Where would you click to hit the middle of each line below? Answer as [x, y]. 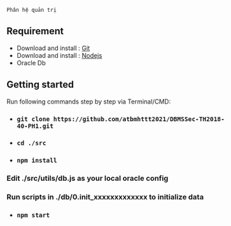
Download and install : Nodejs [59, 55]
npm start [33, 215]
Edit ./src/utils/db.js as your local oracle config [87, 179]
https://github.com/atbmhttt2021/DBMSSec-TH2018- [139, 119]
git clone [33, 119]
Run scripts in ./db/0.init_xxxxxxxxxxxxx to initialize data [105, 197]
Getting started [40, 84]
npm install [37, 161]
